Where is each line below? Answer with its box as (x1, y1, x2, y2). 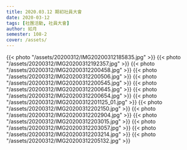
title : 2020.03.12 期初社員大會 (6, 8, 83, 15)
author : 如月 (6, 25, 37, 32)
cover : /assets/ (6, 37, 47, 43)
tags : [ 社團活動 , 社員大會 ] (6, 20, 69, 26)
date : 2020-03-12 (6, 15, 50, 21)
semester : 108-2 (6, 31, 47, 37)
